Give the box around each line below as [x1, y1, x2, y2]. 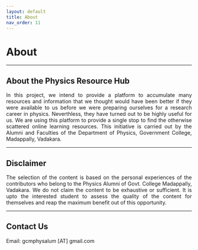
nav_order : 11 [6, 20, 41, 25]
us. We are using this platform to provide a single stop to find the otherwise [6, 116, 192, 124]
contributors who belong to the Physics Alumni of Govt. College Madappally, [6, 180, 192, 187]
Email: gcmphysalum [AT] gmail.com [6, 237, 95, 244]
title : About [6, 14, 38, 20]
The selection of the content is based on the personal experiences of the [6, 174, 192, 181]
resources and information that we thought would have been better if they [6, 98, 192, 105]
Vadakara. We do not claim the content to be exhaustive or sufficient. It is [6, 186, 192, 193]
